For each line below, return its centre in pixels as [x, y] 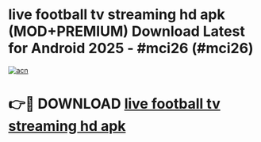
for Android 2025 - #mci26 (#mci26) [131, 48]
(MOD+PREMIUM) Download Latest [127, 31]
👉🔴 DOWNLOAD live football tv [114, 104]
